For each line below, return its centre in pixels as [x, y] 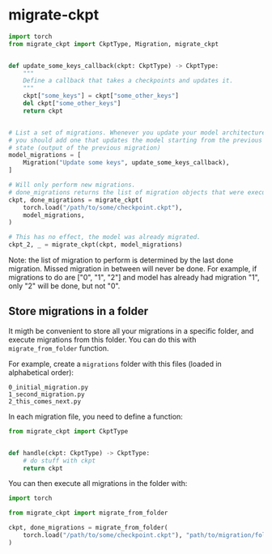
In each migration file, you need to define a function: [96, 416]
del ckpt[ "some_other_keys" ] [72, 104]
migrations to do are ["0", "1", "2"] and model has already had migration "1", [134, 278]
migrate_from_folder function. [59, 348]
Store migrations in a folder [78, 311]
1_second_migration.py [47, 394]
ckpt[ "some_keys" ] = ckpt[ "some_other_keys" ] [101, 96]
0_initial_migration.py [49, 387]
